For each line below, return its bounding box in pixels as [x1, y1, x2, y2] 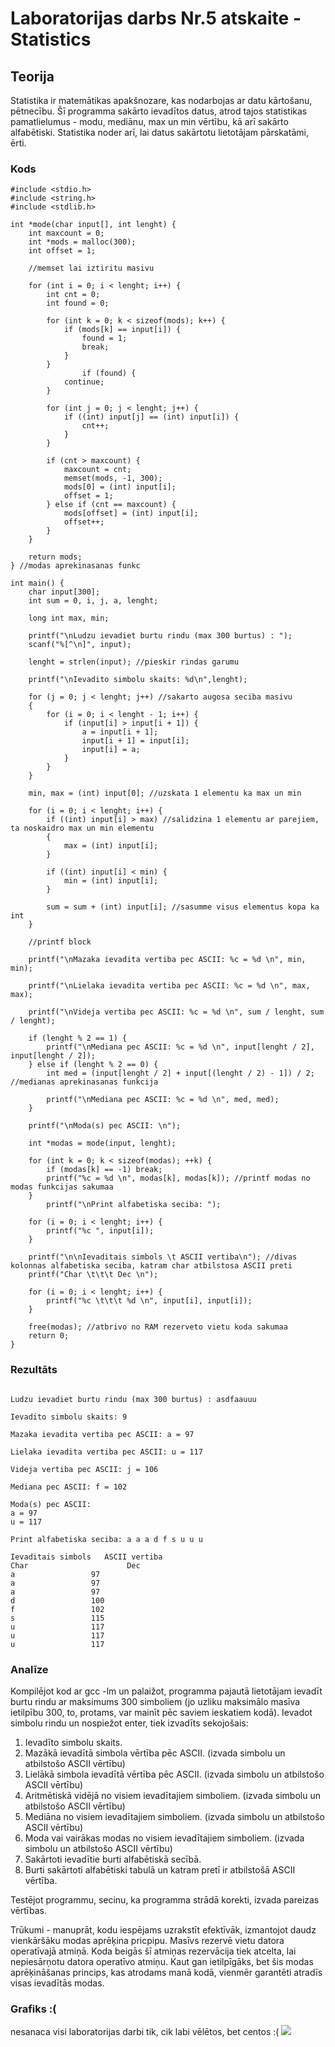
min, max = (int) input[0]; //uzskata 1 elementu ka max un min [28, 788, 302, 799]
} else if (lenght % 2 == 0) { [28, 1060, 159, 1070]
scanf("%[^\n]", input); [28, 640, 132, 650]
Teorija [10, 68, 55, 85]
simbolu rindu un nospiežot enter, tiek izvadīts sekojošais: [10, 1717, 249, 1729]
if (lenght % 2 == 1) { [28, 1033, 128, 1044]
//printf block [28, 937, 92, 947]
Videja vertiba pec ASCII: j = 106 [10, 1464, 159, 1474]
